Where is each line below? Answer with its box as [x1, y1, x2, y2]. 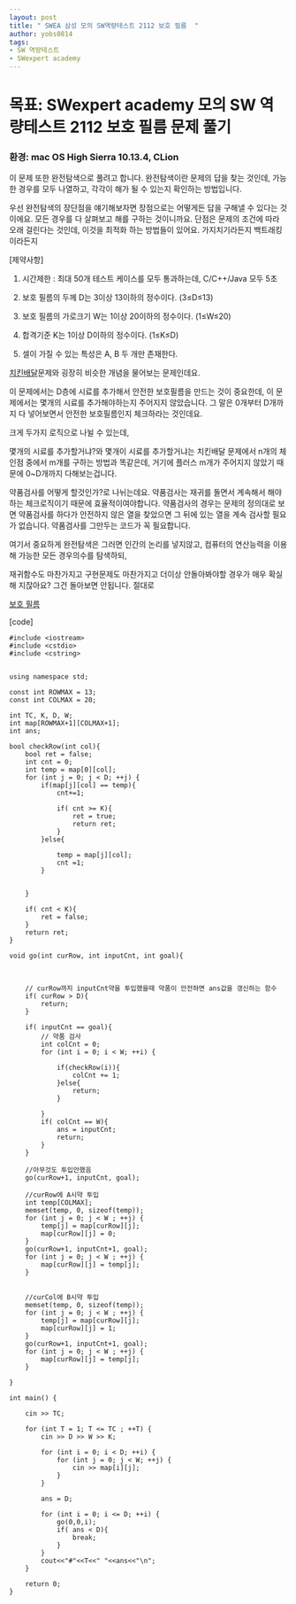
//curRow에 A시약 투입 [25, 1190, 100, 1200]
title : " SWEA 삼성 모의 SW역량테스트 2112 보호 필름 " [9, 21, 199, 30]
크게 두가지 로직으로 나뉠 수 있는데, [9, 427, 130, 438]
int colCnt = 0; [41, 1040, 101, 1050]
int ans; [9, 727, 42, 736]
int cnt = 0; [25, 758, 73, 767]
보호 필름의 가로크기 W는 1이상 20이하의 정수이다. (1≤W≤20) [21, 311, 231, 322]
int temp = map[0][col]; [25, 765, 117, 775]
